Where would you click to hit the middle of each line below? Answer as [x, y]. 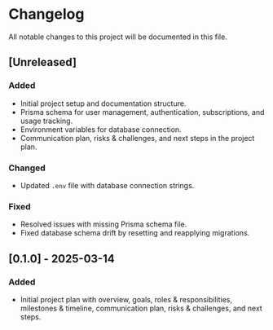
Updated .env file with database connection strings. [107, 185]
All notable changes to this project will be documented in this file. [118, 37]
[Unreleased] [43, 62]
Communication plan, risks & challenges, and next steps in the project [137, 138]
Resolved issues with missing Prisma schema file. [103, 224]
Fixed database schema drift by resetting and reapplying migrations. [135, 233]
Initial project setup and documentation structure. [103, 103]
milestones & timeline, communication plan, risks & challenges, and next [141, 308]
